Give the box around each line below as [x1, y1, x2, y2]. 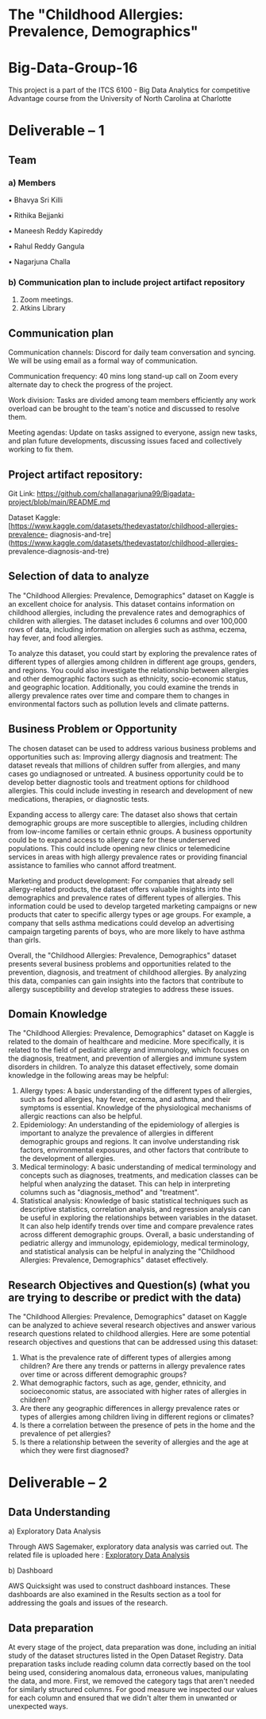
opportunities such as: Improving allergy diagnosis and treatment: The [8, 752, 238, 761]
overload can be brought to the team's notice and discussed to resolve [8, 404, 240, 413]
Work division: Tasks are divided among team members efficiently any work [8, 396, 256, 405]
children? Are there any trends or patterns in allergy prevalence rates [19, 1362, 246, 1371]
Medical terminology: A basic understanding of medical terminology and [19, 1162, 256, 1172]
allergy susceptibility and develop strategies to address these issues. [8, 984, 234, 994]
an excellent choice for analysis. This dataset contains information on [8, 599, 236, 608]
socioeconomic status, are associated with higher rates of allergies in [19, 1387, 247, 1397]
